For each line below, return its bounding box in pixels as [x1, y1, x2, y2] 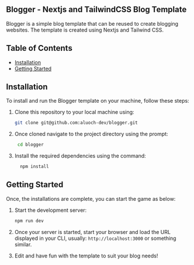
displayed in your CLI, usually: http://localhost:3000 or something [14, 235, 176, 242]
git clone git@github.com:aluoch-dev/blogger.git [14, 120, 138, 126]
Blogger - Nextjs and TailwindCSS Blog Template [6, 5, 187, 15]
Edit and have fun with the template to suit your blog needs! [14, 252, 158, 259]
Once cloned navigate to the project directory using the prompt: [14, 131, 168, 138]
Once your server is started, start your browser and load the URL [14, 228, 171, 235]
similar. [14, 240, 32, 247]
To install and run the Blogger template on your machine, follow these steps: [6, 97, 189, 104]
